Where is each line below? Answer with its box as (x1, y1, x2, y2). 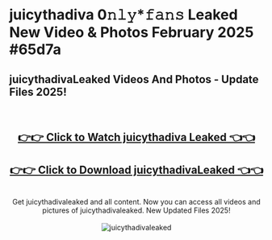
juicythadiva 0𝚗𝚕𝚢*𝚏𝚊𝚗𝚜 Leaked (9, 6, 238, 24)
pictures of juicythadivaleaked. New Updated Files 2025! (42, 205, 231, 215)
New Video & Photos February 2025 (9, 23, 254, 42)
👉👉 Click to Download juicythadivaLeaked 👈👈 (9, 163, 264, 176)
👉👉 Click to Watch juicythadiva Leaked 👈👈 (17, 130, 255, 144)
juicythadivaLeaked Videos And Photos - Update (9, 72, 259, 86)
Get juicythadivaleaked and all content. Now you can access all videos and (12, 197, 261, 207)
